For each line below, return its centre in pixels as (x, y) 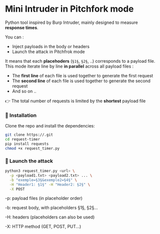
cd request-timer (23, 140)
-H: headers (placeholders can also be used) (50, 217)
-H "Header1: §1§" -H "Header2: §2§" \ (50, 184)
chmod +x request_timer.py (32, 148)
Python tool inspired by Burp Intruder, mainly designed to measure (71, 22)
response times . (22, 27)
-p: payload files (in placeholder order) (44, 198)
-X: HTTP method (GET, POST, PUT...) (43, 227)
